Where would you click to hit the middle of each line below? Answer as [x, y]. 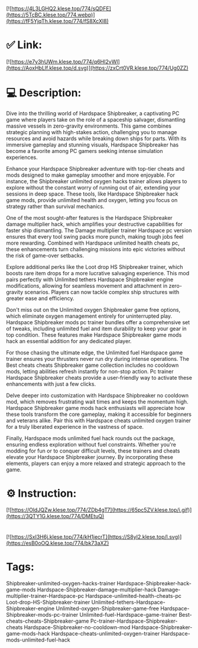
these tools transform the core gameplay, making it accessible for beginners [99, 414]
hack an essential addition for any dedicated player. [69, 341]
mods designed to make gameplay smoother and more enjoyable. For [91, 175]
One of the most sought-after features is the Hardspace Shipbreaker [89, 217]
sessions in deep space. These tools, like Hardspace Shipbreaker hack [92, 194]
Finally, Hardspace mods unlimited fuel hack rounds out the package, [91, 438]
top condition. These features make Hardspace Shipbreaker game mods [94, 335]
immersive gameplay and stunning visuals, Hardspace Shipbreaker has [92, 145]
